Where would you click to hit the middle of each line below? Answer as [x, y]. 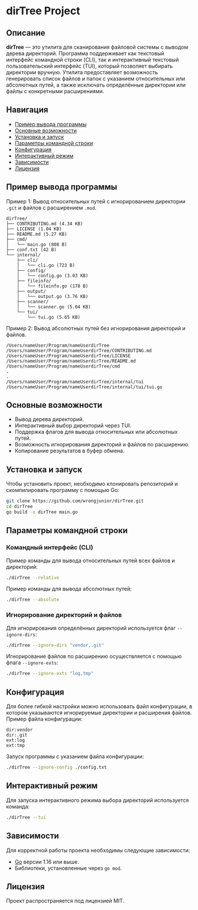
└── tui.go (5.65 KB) [54, 317]
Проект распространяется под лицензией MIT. [65, 901]
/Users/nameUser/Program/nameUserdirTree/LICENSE [69, 356]
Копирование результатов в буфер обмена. [69, 451]
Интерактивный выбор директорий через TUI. [73, 426]
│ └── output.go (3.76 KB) [53, 296]
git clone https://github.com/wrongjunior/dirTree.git [75, 501]
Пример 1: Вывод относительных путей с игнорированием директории [96, 201]
